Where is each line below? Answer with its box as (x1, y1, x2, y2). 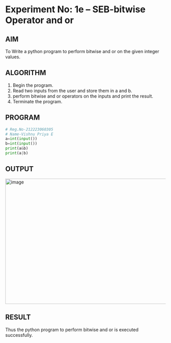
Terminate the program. (12, 98, 63, 104)
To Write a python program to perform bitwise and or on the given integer (5, 49, 159, 54)
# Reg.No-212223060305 (5, 127, 53, 132)
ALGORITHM (5, 68, 46, 77)
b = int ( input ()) (5, 141, 38, 146)
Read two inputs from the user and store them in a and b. (12, 87, 132, 94)
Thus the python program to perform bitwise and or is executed (5, 326, 139, 333)
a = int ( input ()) (5, 136, 38, 142)
